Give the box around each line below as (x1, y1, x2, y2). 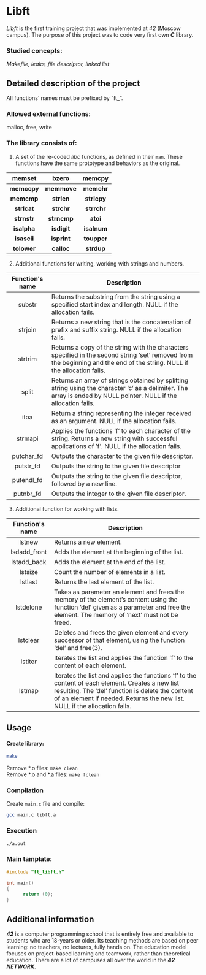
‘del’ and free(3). (54, 643, 102, 652)
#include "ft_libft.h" (6, 869, 64, 875)
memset (12, 174, 37, 182)
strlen (51, 194, 70, 203)
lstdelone (15, 603, 42, 611)
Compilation (6, 786, 44, 795)
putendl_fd (12, 475, 43, 484)
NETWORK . (6, 963, 36, 970)
